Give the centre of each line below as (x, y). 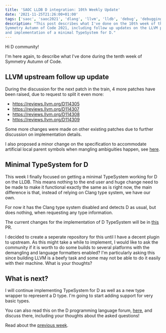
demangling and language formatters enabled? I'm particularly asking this (80, 252)
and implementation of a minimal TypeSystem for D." (61, 33)
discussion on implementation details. (44, 134)
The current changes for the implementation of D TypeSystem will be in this (82, 222)
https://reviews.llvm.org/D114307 (46, 109)
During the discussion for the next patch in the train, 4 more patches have (80, 89)
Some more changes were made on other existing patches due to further (79, 129)
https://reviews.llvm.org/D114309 (46, 120)
